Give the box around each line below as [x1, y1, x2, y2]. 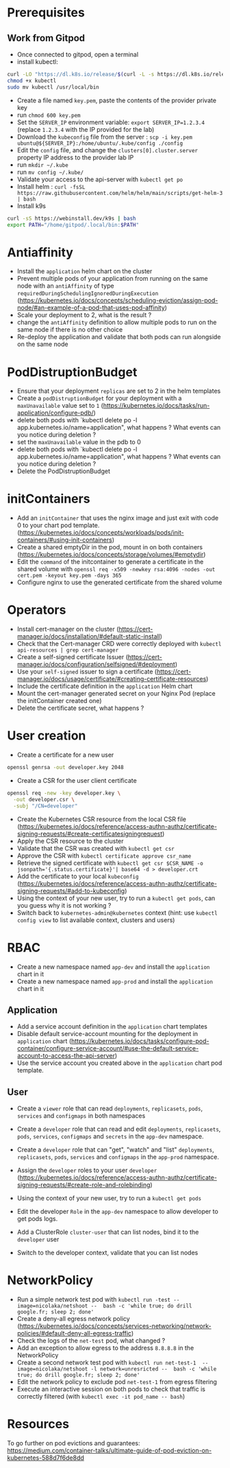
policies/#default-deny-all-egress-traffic [16, 1329, 132, 1338]
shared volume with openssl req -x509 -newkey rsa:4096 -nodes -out [16, 565, 216, 573]
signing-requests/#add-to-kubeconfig [16, 886, 125, 895]
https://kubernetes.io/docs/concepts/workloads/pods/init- [19, 529, 184, 537]
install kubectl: [16, 58, 58, 66]
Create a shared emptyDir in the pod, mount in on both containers [16, 543, 203, 551]
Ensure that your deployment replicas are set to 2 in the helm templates [16, 387, 221, 395]
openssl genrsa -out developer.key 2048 [7, 764, 125, 771]
